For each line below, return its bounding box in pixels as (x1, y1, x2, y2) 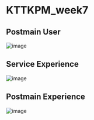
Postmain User (6, 27, 61, 37)
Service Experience (6, 59, 79, 69)
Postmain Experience (6, 92, 86, 102)
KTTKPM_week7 (6, 4, 89, 17)
